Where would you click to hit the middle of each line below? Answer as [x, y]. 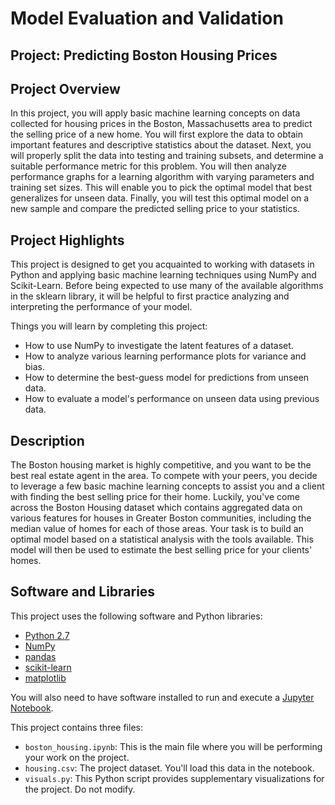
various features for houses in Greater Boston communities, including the [161, 518]
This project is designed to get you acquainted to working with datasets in [162, 264]
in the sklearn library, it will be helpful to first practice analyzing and [150, 296]
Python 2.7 [47, 635]
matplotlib [45, 678]
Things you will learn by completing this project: [109, 326]
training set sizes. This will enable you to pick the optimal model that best [161, 188]
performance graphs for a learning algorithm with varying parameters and [162, 177]
